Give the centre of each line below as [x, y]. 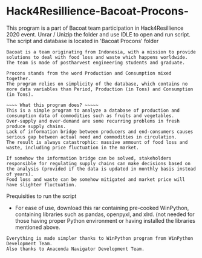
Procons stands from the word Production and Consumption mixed [89, 73]
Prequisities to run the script [41, 196]
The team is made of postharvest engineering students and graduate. [96, 63]
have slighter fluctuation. [42, 185]
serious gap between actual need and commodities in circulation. [92, 137]
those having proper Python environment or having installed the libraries [105, 220]
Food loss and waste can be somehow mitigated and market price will [96, 179]
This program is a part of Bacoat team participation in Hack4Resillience [95, 28]
